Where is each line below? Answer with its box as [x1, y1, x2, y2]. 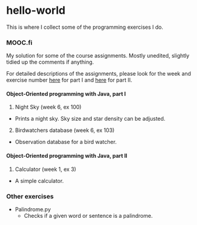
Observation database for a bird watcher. [14, 139, 117, 146]
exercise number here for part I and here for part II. [6, 76, 132, 84]
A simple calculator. [14, 177, 64, 184]
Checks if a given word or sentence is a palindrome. [23, 212, 153, 219]
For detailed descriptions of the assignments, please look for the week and [6, 70, 191, 77]
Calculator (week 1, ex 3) [14, 166, 76, 173]
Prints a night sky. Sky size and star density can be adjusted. [14, 115, 166, 122]
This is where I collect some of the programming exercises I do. [6, 23, 163, 31]
